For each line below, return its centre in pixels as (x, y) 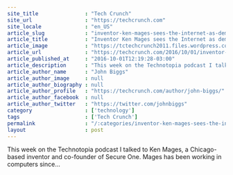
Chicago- (203, 149)
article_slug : (48, 33)
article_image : (48, 46)
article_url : (48, 53)
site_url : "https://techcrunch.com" (87, 20)
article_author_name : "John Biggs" (68, 72)
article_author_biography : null (55, 85)
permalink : (48, 123)
